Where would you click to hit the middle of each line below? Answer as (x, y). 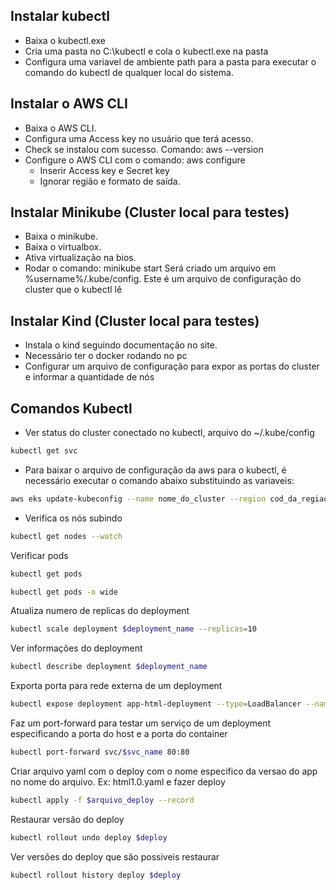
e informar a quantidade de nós (89, 377)
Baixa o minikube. (61, 236)
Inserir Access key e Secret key (104, 170)
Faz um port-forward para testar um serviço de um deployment (141, 723)
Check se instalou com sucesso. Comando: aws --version (144, 149)
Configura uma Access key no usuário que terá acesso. (139, 138)
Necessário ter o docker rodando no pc (106, 356)
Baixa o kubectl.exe (65, 40)
